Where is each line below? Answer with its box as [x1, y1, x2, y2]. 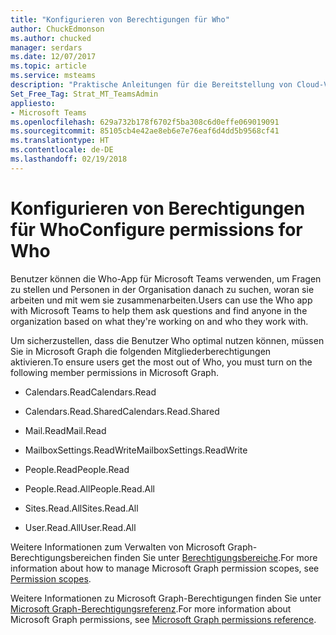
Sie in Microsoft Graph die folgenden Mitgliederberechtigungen [10, 345, 272, 357]
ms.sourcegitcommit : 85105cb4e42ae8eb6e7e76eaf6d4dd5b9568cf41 [10, 126, 280, 136]
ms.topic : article [10, 61, 87, 71]
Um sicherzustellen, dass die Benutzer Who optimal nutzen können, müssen [10, 334, 325, 346]
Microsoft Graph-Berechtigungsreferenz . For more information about [10, 602, 292, 615]
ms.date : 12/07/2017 [10, 52, 97, 62]
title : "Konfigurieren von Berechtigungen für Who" [10, 14, 230, 25]
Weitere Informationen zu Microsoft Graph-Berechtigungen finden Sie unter [10, 592, 322, 604]
